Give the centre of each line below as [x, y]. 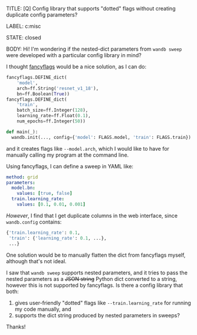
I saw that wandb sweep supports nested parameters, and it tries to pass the [97, 273]
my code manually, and [43, 309]
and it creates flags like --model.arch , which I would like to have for [88, 148]
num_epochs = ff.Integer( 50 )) [51, 121]
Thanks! [16, 327]
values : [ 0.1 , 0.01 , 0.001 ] [51, 204]
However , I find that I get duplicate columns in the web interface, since [92, 215]
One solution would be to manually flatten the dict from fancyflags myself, [96, 255]
